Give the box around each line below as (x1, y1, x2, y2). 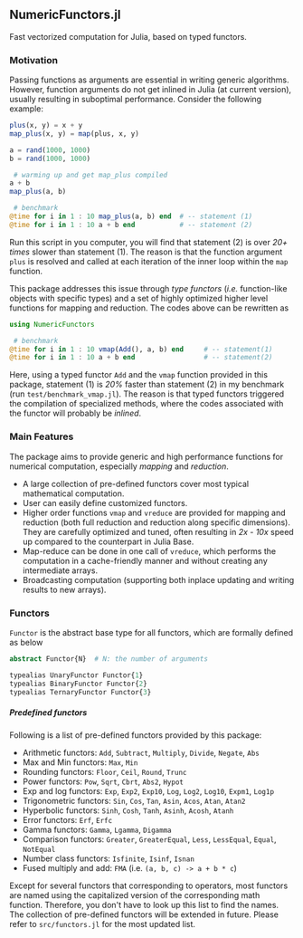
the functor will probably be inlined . (9, 407, 142, 419)
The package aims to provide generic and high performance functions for (9, 451, 284, 462)
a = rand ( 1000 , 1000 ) (9, 145, 91, 155)
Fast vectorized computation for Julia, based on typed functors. (9, 31, 247, 42)
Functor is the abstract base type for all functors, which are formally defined (9, 627, 294, 637)
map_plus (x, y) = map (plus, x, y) (9, 129, 140, 139)
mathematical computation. (22, 488, 125, 499)
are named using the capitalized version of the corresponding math (9, 890, 260, 901)
